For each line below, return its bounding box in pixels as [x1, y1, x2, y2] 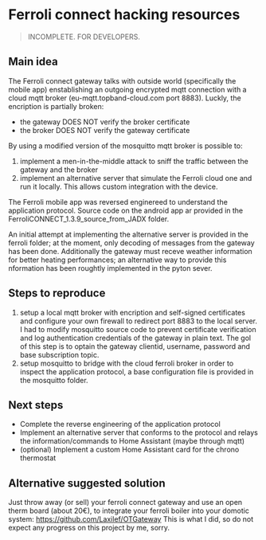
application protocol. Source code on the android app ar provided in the [8, 205, 244, 215]
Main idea [8, 55, 58, 68]
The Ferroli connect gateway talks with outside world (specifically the [8, 76, 237, 85]
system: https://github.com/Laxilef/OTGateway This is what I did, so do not [8, 515, 254, 524]
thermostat [19, 453, 57, 463]
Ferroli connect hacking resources [8, 6, 241, 24]
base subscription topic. [19, 350, 100, 359]
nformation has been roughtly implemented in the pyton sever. [8, 263, 213, 272]
